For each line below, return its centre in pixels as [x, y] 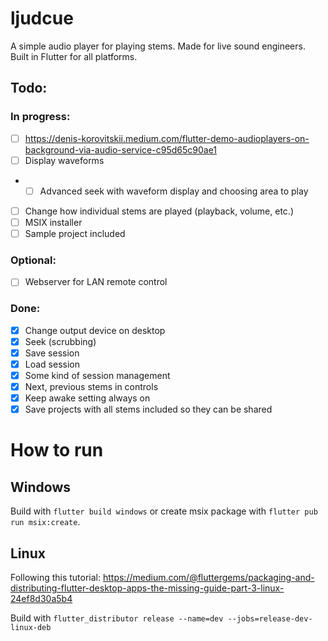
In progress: [40, 117]
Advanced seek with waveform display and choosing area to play [174, 191]
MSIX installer [53, 222]
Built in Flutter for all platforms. [74, 56]
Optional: [33, 260]
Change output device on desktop [95, 330]
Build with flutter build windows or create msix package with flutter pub [164, 511]
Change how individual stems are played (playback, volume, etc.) [159, 211]
